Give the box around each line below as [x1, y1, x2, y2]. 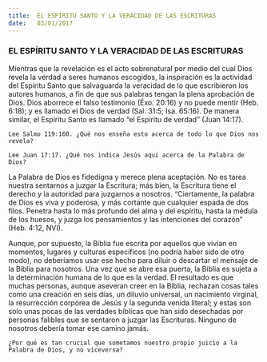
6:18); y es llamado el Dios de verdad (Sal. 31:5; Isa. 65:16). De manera [8, 105, 240, 116]
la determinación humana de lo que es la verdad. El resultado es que [8, 272, 234, 282]
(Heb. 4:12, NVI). [8, 223, 63, 233]
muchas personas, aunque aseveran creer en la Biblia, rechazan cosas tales [8, 280, 259, 290]
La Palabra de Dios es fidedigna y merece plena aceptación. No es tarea [8, 172, 246, 181]
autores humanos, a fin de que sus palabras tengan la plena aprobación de [8, 89, 255, 98]
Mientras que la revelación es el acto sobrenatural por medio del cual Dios [8, 63, 253, 73]
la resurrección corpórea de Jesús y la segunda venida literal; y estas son [8, 297, 252, 308]
